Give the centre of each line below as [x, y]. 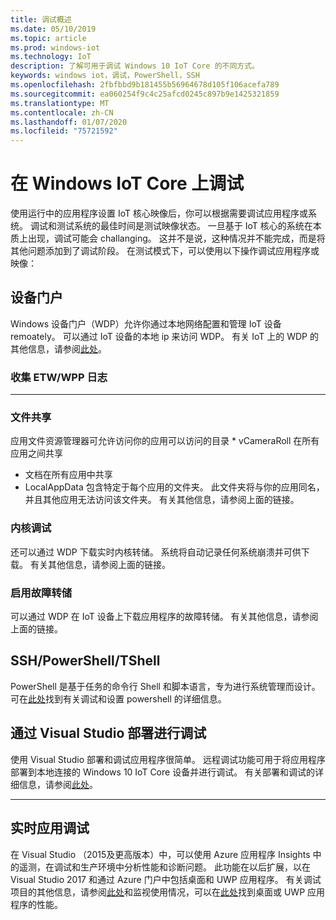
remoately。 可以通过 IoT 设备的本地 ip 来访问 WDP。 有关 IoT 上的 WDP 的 [164, 336]
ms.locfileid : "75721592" [64, 131]
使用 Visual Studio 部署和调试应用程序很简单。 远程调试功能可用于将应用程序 [168, 759]
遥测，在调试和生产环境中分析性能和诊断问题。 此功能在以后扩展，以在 [164, 867]
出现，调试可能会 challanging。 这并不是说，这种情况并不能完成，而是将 [176, 238]
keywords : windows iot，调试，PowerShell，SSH [105, 76]
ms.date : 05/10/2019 [53, 29]
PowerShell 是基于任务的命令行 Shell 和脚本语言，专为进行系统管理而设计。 [165, 686]
